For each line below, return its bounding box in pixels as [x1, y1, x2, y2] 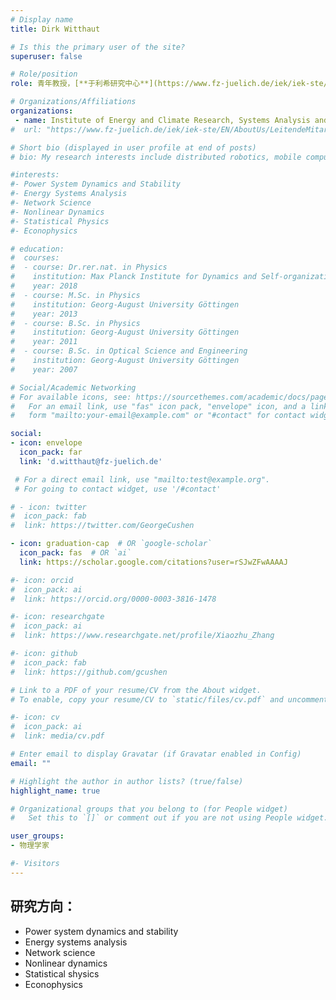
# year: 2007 [10, 364, 78, 375]
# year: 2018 [10, 281, 78, 291]
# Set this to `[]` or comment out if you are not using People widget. [10, 813, 329, 823]
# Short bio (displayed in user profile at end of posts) [10, 142, 257, 153]
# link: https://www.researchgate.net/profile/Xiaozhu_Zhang [10, 631, 275, 641]
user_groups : [10, 831, 65, 841]
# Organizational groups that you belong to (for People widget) [10, 804, 288, 814]
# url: [10, 124, 43, 135]
